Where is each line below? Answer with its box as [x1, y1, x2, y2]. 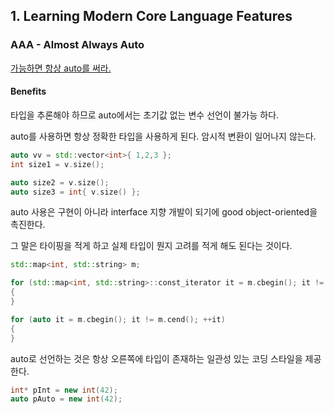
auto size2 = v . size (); [10, 177, 110, 188]
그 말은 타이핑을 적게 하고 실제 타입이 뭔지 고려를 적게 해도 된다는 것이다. [10, 240, 293, 252]
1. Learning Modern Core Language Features [10, 8, 293, 25]
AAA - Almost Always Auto [10, 38, 145, 52]
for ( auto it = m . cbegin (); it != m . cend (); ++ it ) [10, 314, 226, 324]
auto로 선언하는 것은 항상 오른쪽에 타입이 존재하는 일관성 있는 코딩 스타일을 [10, 352, 303, 364]
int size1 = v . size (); [10, 159, 105, 169]
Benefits [10, 85, 47, 98]
